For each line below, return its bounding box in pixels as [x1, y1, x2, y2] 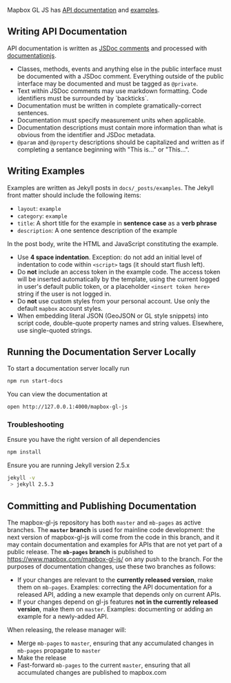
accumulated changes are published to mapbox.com [17, 668, 167, 676]
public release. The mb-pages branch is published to [7, 547, 154, 555]
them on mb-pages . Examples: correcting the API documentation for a [17, 582, 212, 591]
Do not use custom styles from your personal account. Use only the [17, 296, 210, 305]
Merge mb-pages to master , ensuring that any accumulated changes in [17, 639, 214, 647]
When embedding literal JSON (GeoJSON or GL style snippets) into [17, 312, 209, 320]
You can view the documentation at [7, 390, 108, 398]
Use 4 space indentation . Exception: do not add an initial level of [17, 253, 202, 261]
